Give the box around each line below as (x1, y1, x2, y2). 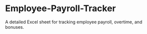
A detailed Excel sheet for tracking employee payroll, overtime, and (5, 19, 143, 25)
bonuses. (5, 24, 24, 30)
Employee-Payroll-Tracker (5, 3, 116, 14)
